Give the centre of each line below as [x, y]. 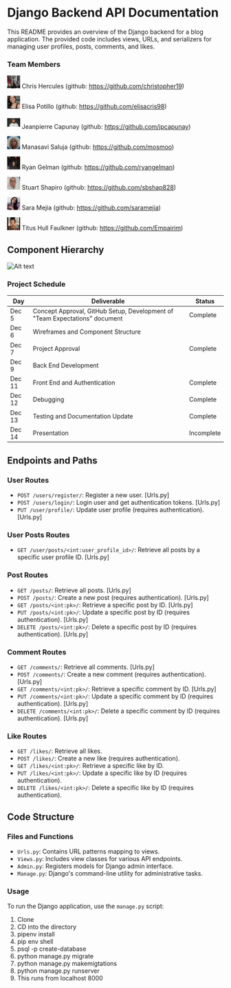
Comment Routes [37, 652]
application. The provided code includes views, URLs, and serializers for [109, 39]
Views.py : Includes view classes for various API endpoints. [100, 858]
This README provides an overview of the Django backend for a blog [106, 32]
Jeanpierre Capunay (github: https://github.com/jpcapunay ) [106, 127]
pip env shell [35, 942]
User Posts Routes [38, 534]
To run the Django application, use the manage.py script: [86, 906]
